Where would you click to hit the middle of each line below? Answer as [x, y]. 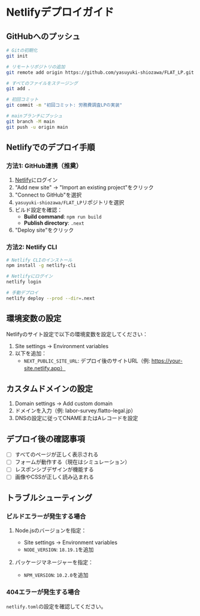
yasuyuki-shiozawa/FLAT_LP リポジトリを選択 [69, 203]
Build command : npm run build [63, 217]
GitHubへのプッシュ [43, 36]
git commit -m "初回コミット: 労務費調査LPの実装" [64, 105]
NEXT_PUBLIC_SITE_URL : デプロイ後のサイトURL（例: [87, 361]
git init [17, 56]
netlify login [24, 282]
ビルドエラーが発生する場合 [46, 516]
